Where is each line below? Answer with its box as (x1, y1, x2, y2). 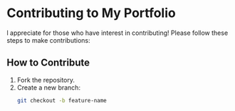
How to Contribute (6, 57, 90, 69)
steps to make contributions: (6, 36, 90, 44)
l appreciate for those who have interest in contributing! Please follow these (6, 28, 229, 37)
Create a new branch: (16, 83, 81, 92)
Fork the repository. (16, 75, 75, 84)
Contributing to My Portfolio (6, 5, 176, 21)
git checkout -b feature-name (16, 97, 108, 104)
